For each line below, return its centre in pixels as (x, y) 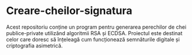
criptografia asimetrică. (35, 46)
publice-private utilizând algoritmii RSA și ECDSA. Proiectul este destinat (95, 33)
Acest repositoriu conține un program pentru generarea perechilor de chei (96, 27)
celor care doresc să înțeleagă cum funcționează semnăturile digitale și (93, 39)
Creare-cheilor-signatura (69, 11)
